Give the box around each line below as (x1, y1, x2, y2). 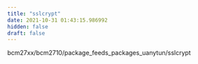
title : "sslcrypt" (7, 10, 61, 17)
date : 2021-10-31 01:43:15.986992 (7, 17, 108, 24)
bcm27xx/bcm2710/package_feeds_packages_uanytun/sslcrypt (7, 49, 191, 57)
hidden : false (7, 23, 49, 30)
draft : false (7, 29, 45, 37)
